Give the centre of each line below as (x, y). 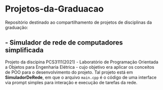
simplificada (24, 50)
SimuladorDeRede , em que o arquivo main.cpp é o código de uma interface (81, 77)
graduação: (17, 27)
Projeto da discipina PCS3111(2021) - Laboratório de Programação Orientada (82, 62)
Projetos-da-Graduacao (54, 9)
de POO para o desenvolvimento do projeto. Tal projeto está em (69, 72)
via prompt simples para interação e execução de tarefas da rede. (71, 82)
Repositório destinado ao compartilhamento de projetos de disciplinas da (79, 22)
